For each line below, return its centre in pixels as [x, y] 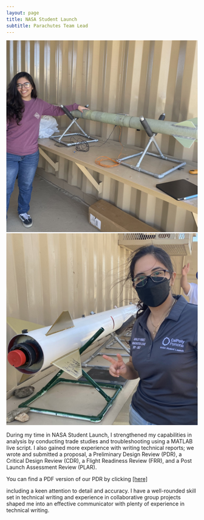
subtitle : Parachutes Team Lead [47, 26]
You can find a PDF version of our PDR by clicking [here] [77, 479]
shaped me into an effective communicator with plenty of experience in [96, 504]
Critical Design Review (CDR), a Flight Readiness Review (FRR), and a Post [99, 461]
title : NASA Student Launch [42, 19]
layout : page [23, 13]
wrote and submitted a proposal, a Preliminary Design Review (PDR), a [94, 454]
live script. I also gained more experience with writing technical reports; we [100, 448]
